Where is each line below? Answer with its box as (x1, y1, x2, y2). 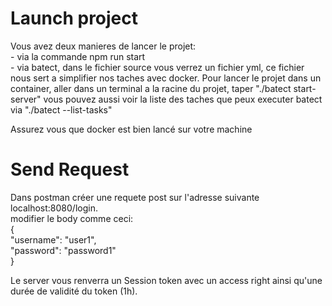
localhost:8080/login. (10, 202, 98, 214)
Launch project (10, 7, 139, 30)
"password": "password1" (10, 244, 117, 256)
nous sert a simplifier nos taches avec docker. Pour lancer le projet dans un (10, 72, 322, 84)
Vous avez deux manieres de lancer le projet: (10, 40, 197, 52)
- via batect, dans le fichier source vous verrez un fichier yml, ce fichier (10, 61, 305, 73)
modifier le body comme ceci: (10, 212, 134, 224)
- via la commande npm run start (10, 50, 146, 62)
